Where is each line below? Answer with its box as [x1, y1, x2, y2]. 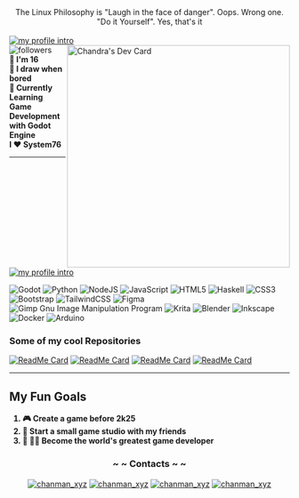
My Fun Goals [9, 389, 87, 404]
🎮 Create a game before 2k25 [21, 414, 136, 424]
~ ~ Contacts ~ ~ [112, 458, 187, 470]
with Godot [9, 120, 52, 131]
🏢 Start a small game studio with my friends [21, 426, 187, 437]
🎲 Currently [9, 83, 53, 92]
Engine [9, 130, 36, 140]
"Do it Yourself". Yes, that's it [96, 16, 203, 27]
